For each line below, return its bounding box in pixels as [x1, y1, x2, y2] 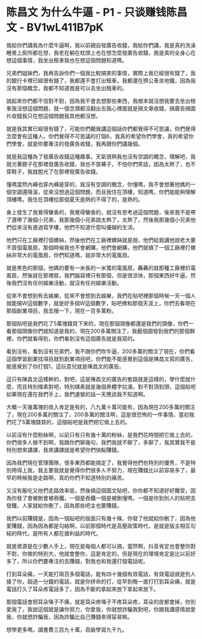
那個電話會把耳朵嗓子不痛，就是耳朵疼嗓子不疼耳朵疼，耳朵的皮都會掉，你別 [6, 598, 196, 605]
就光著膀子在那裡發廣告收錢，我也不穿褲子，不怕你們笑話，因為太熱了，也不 [6, 160, 196, 167]
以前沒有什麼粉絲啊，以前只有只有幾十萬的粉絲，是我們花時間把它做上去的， [6, 431, 196, 438]
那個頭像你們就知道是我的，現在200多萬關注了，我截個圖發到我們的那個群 [11, 327, 195, 335]
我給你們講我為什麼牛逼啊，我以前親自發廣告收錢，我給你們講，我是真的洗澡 [6, 42, 196, 49]
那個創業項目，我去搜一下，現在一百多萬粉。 [6, 307, 117, 314]
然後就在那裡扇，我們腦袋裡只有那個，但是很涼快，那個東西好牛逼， [22, 271, 191, 279]
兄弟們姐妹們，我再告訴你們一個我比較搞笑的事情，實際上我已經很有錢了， [6, 69, 191, 76]
